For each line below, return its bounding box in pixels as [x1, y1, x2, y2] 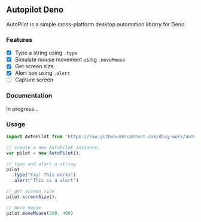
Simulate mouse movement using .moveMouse [14, 56, 126, 63]
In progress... [6, 105, 39, 112]
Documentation [6, 92, 53, 100]
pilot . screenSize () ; [6, 194, 58, 200]
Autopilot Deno [6, 5, 64, 15]
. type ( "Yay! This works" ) [11, 172, 77, 178]
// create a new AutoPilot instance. [6, 144, 100, 150]
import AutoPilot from [6, 134, 63, 140]
